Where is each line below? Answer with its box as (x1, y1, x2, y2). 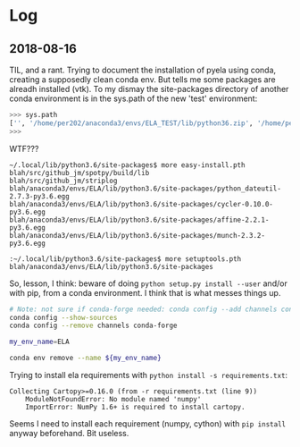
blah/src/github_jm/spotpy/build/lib (9, 168, 150, 177)
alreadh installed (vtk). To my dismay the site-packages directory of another (9, 84, 289, 94)
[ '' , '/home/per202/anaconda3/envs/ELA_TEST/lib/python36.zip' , (9, 118, 254, 128)
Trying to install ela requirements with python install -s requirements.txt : (9, 370, 288, 380)
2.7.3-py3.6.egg (9, 191, 70, 201)
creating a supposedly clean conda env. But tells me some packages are (9, 74, 277, 85)
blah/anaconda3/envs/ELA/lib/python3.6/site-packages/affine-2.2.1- (9, 215, 270, 224)
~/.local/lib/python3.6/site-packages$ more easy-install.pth (9, 160, 246, 170)
